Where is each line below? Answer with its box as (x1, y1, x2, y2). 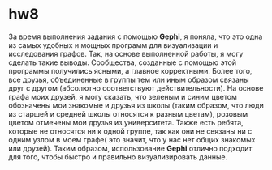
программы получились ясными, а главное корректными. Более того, (8, 66, 253, 75)
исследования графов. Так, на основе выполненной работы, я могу (8, 49, 244, 58)
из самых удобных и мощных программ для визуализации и (8, 40, 218, 49)
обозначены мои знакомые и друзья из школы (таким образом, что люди (8, 100, 264, 110)
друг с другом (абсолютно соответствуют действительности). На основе (8, 83, 264, 93)
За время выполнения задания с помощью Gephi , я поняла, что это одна (8, 32, 263, 41)
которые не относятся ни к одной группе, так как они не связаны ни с (8, 126, 253, 136)
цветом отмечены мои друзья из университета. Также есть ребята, (8, 117, 244, 127)
